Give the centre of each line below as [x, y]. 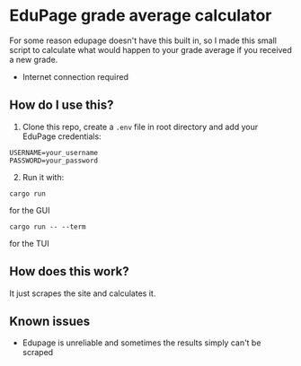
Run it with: [43, 177]
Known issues [50, 321]
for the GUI [30, 210]
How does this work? [69, 271]
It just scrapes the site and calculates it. [83, 293]
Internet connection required [75, 76]
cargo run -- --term [48, 227]
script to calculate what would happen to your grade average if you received [150, 49]
